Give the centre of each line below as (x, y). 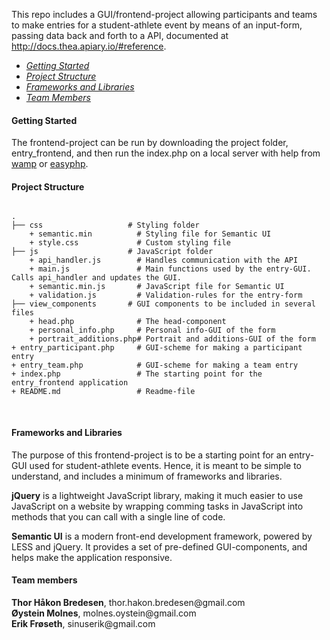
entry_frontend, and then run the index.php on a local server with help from (166, 153)
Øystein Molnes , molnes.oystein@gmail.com (104, 613)
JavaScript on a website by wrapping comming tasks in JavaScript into (157, 506)
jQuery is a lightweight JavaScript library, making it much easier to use (157, 495)
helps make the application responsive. (92, 557)
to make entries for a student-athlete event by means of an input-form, (157, 25)
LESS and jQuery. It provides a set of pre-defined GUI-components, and (159, 546)
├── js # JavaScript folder (112, 252)
